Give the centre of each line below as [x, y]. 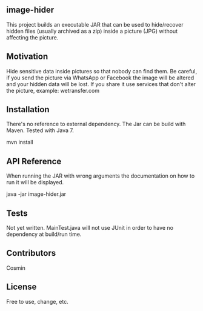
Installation [28, 109]
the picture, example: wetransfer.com [53, 90]
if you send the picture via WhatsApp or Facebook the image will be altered [100, 78]
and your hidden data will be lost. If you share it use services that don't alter [101, 84]
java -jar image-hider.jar [36, 194]
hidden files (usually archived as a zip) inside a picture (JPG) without [92, 31]
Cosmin [16, 268]
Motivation [27, 57]
